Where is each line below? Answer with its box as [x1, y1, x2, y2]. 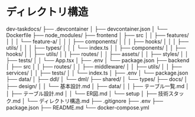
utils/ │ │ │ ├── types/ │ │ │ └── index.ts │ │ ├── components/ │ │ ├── [6, 44, 186, 51]
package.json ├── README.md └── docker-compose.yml [6, 104, 149, 111]
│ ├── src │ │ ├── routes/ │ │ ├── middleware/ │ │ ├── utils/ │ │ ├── [6, 63, 182, 70]
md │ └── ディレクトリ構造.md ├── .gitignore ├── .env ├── [12, 97, 164, 104]
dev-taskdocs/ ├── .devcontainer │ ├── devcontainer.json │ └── [6, 25, 168, 32]
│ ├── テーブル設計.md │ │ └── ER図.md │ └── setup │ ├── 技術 [6, 90, 169, 97]
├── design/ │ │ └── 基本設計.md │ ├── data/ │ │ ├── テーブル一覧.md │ [6, 82, 190, 89]
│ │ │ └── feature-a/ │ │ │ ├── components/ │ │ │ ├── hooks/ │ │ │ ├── [6, 38, 189, 45]
